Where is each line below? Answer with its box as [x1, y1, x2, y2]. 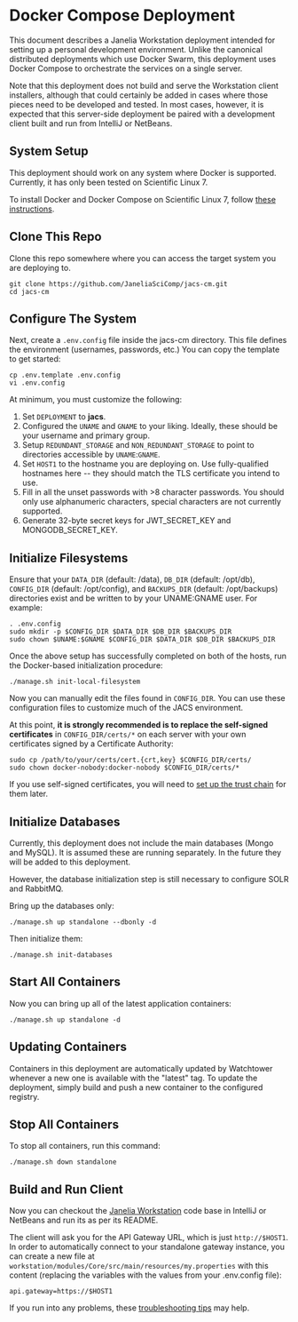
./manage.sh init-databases [9, 951, 114, 960]
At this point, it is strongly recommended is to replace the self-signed [9, 720, 269, 730]
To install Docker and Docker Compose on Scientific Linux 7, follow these [9, 194, 277, 204]
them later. [9, 788, 49, 800]
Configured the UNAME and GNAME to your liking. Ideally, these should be [21, 421, 278, 432]
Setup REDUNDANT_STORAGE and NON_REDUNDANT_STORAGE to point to [21, 440, 255, 450]
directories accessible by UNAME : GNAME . [21, 450, 161, 460]
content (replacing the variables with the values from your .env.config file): [9, 1270, 282, 1280]
